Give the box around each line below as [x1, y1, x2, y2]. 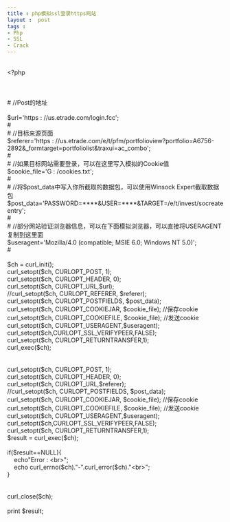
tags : [7, 23, 26, 30]
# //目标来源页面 [7, 129, 54, 137]
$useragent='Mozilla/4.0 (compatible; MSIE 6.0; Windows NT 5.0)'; [7, 238, 197, 247]
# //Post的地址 [7, 98, 48, 107]
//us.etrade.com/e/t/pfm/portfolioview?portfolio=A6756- [55, 137, 215, 145]
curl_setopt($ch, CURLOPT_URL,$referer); [7, 380, 126, 388]
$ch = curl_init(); [7, 260, 54, 269]
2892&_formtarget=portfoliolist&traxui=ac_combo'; [7, 144, 151, 152]
